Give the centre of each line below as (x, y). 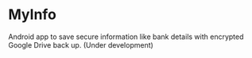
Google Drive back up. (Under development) (81, 44)
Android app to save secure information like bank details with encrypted (126, 37)
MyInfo (33, 15)
